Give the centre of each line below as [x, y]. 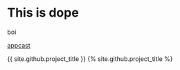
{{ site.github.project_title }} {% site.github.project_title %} [90, 59]
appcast [19, 45]
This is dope [43, 13]
